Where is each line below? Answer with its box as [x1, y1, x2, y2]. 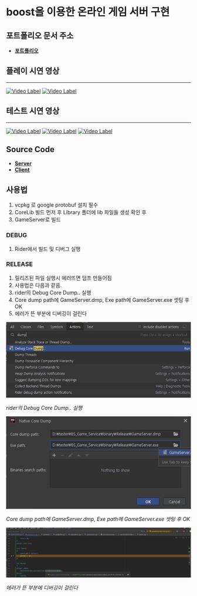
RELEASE [6, 260, 33, 268]
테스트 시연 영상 [6, 106, 60, 116]
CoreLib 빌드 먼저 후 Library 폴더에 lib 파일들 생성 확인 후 [14, 209, 147, 216]
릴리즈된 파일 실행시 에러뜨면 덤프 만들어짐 [14, 274, 113, 281]
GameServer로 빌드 [14, 216, 61, 223]
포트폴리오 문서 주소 [6, 31, 74, 41]
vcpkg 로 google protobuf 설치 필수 [14, 201, 98, 208]
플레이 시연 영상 [6, 66, 60, 76]
